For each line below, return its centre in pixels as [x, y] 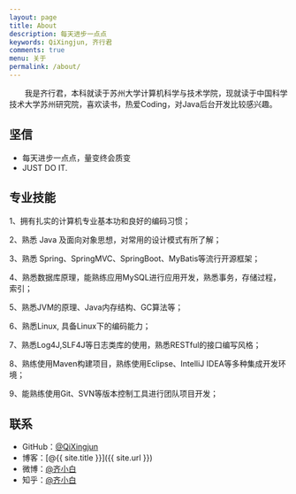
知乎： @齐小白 [49, 480]
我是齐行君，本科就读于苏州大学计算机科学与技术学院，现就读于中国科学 [156, 93]
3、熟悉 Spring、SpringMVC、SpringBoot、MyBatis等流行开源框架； [135, 259]
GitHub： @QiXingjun [60, 447]
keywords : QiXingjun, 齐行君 [61, 42]
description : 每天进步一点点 [58, 34]
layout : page [33, 17]
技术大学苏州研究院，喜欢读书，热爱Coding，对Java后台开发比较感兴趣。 [143, 104]
